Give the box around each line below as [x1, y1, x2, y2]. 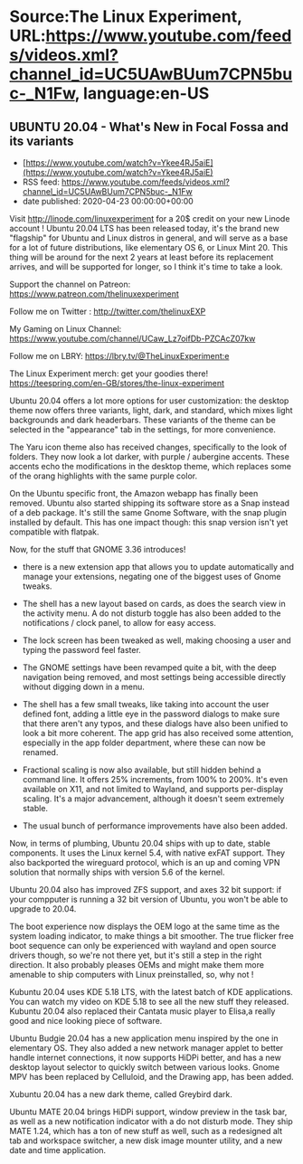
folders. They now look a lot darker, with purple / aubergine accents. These [9, 451, 289, 462]
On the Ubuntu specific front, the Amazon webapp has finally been [9, 488, 259, 498]
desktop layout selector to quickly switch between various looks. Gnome [9, 1062, 280, 1073]
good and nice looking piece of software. [9, 1016, 163, 1026]
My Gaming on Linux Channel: [9, 324, 122, 334]
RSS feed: [22, 176, 61, 187]
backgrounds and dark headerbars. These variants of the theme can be [9, 414, 276, 425]
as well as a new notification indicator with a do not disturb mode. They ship [9, 1116, 294, 1127]
